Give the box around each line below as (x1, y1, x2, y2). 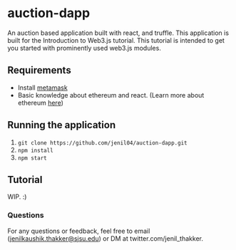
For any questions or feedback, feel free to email (7, 226, 150, 235)
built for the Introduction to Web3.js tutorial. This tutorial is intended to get (7, 36, 225, 44)
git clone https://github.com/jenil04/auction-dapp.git (17, 139, 188, 147)
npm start (17, 155, 48, 162)
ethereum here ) (17, 98, 64, 107)
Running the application (7, 119, 116, 131)
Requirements (7, 64, 71, 76)
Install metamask (17, 83, 68, 92)
